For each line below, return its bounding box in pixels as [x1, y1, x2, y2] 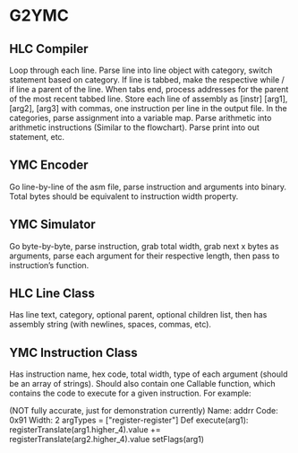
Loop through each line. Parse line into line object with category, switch [9, 65, 273, 75]
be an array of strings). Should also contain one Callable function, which [9, 379, 276, 389]
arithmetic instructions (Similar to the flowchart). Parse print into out [9, 122, 260, 133]
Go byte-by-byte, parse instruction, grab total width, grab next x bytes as [9, 240, 279, 251]
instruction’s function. [9, 259, 89, 270]
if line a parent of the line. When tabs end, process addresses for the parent [9, 84, 289, 94]
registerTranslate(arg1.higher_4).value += [9, 424, 161, 435]
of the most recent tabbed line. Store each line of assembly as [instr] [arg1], [9, 93, 288, 104]
